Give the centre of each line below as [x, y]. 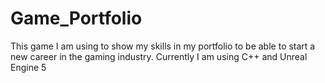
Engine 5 [28, 67]
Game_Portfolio [76, 18]
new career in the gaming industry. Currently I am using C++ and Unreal [159, 56]
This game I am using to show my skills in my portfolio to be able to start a [163, 46]
